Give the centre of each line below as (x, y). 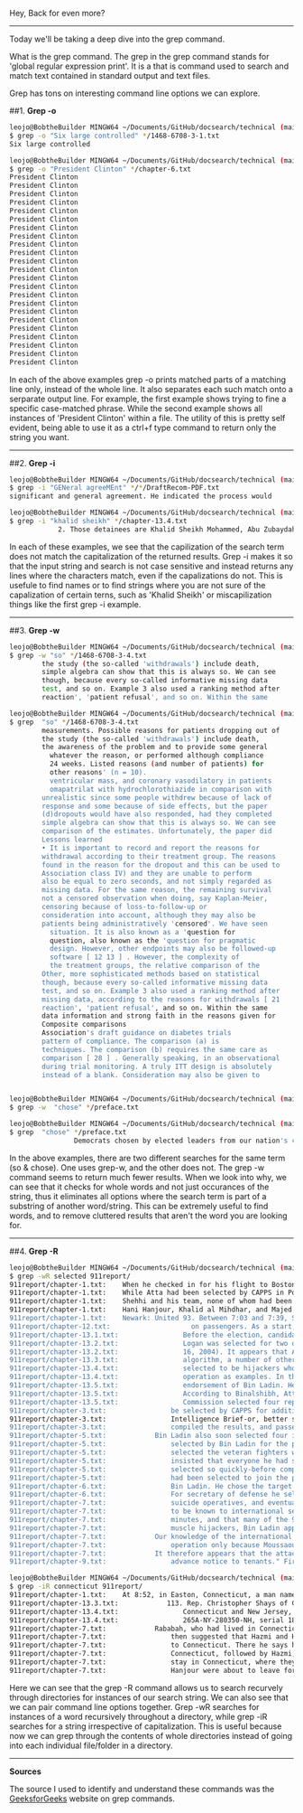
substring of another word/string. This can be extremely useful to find (139, 1206)
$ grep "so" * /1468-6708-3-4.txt (74, 722)
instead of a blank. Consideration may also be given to (151, 1075)
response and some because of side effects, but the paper (155, 806)
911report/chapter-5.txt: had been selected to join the (149, 1478)
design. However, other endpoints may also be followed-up (163, 949)
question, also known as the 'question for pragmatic (152, 940)
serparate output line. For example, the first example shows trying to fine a (148, 399)
